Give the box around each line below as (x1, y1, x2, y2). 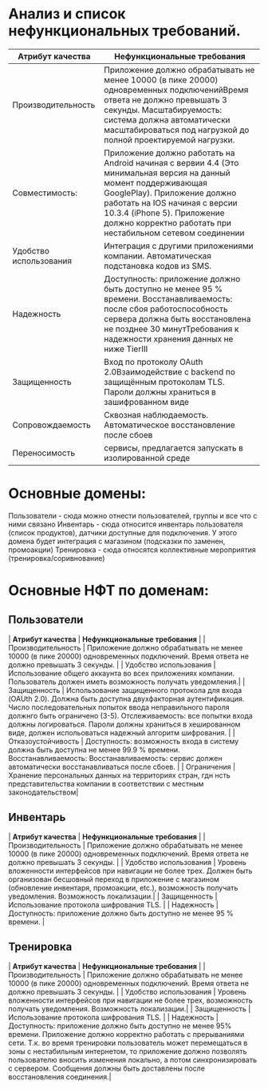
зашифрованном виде (103, 396, 190, 407)
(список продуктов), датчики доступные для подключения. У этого (8, 527, 238, 537)
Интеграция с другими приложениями (103, 240, 254, 251)
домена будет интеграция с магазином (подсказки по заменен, (8, 536, 226, 546)
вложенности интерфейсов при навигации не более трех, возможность (8, 995, 253, 1005)
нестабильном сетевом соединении (103, 227, 245, 238)
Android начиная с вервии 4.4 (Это (103, 157, 239, 168)
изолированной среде (103, 452, 191, 463)
